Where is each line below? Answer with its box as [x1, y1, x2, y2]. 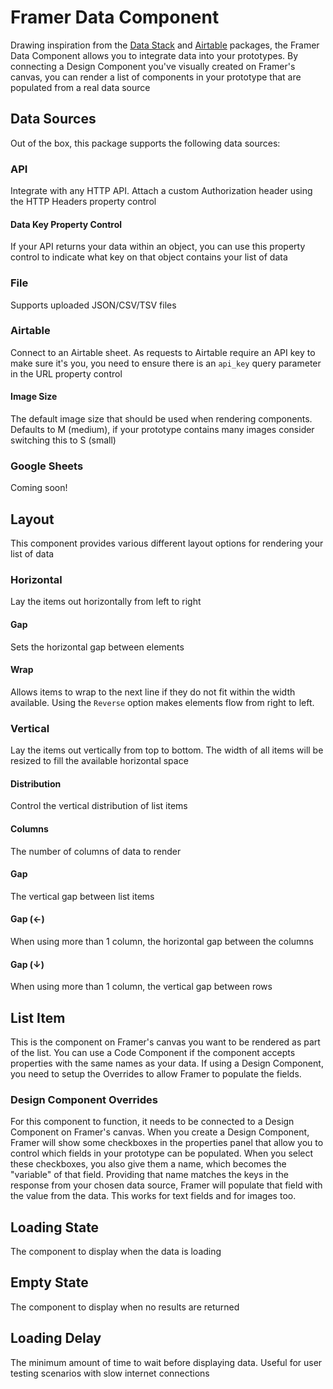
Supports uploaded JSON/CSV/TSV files [10, 299, 177, 311]
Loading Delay [10, 1330, 102, 1347]
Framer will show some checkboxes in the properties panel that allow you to [10, 1137, 324, 1149]
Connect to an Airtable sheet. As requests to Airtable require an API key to [10, 346, 316, 358]
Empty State [10, 1274, 89, 1291]
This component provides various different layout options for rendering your [10, 537, 324, 550]
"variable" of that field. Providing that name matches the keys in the [10, 1169, 289, 1181]
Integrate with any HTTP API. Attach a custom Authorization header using [10, 185, 313, 197]
